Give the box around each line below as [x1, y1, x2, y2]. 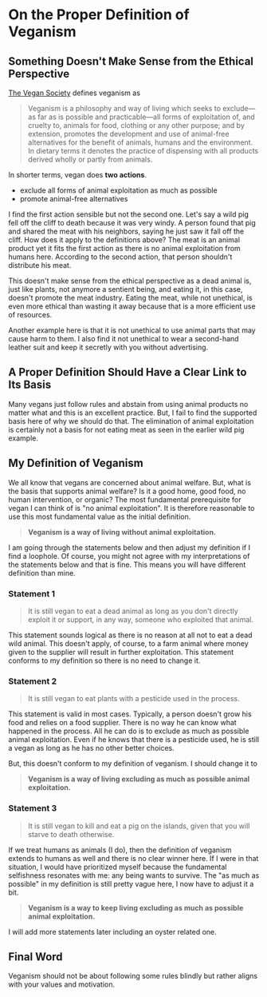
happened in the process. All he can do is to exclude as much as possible [8, 726, 249, 736]
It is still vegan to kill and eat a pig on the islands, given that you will [27, 821, 250, 831]
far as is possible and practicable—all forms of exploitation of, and [37, 112, 255, 122]
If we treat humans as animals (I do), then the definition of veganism [8, 845, 232, 855]
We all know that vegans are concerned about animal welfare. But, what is [8, 477, 251, 487]
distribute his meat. [8, 261, 72, 269]
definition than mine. [8, 568, 76, 577]
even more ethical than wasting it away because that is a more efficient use [8, 301, 257, 311]
